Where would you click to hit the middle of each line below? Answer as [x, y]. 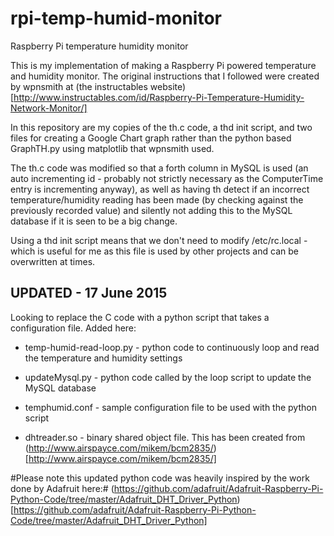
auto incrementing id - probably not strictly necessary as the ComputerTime [167, 178]
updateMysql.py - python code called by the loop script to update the [168, 377]
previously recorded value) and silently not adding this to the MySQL [151, 210]
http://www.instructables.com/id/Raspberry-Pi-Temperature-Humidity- [159, 97]
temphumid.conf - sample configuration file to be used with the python [170, 407]
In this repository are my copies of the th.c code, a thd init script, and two [161, 127]
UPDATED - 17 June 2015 [89, 293]
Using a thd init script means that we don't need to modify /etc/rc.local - [159, 240]
